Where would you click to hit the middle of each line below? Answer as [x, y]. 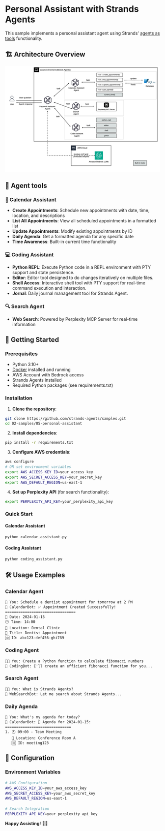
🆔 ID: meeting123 [30, 743]
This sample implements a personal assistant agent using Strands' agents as [82, 33]
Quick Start [19, 514]
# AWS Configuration [26, 783]
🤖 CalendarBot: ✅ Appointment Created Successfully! [61, 607]
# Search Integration [27, 809]
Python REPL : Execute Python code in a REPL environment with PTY [82, 267]
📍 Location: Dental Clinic [33, 628]
